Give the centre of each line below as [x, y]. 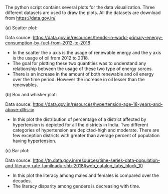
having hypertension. [34, 141]
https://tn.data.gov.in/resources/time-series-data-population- [96, 160]
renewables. [25, 85]
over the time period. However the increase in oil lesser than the [78, 79]
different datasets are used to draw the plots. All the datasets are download [83, 13]
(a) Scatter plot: [21, 28]
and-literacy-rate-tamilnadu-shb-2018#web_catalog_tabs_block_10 [74, 166]
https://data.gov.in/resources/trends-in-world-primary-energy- [98, 38]
